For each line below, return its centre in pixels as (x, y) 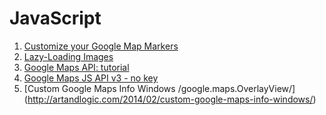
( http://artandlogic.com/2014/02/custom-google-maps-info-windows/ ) (170, 99)
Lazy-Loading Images (68, 56)
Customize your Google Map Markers (101, 46)
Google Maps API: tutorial (76, 67)
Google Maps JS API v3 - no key (91, 78)
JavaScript (55, 18)
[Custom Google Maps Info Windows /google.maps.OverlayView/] (159, 88)
